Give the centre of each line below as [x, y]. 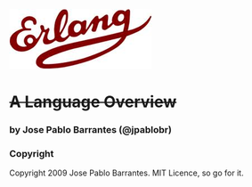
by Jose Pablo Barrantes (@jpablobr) [90, 130]
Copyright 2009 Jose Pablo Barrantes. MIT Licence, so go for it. [126, 173]
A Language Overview [93, 102]
